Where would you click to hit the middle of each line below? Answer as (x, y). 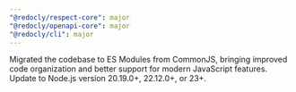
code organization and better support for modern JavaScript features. (138, 69)
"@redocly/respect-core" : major (70, 17)
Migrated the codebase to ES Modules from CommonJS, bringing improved (148, 60)
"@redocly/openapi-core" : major (70, 26)
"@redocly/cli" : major (52, 34)
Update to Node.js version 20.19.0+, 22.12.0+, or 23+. (108, 79)
